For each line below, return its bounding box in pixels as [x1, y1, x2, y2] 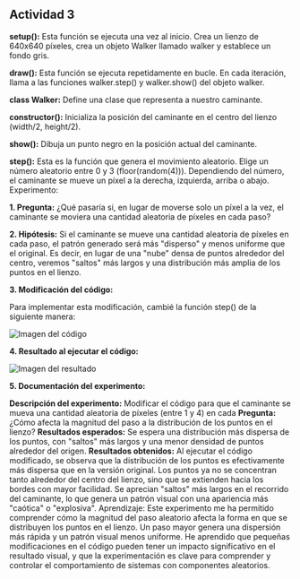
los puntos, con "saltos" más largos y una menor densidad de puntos [9, 436, 264, 446]
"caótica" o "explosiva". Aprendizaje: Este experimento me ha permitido [9, 502, 275, 514]
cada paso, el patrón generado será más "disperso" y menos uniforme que [9, 238, 286, 249]
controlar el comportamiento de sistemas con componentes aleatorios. [9, 559, 270, 570]
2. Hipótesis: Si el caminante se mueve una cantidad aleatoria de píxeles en [9, 229, 289, 239]
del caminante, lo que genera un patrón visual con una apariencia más [9, 493, 269, 504]
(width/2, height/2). [9, 121, 81, 132]
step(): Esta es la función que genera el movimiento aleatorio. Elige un [9, 156, 269, 167]
